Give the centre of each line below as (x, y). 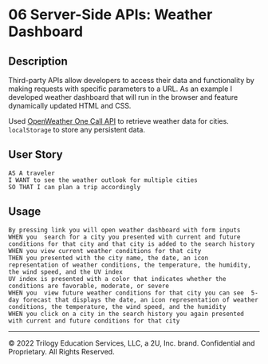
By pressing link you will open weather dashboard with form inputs (124, 230)
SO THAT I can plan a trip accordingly (75, 187)
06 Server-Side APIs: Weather (110, 15)
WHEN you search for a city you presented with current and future (124, 237)
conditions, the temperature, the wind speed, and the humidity (117, 307)
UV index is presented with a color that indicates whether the (117, 279)
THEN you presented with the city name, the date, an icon (108, 258)
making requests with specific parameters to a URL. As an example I (120, 89)
